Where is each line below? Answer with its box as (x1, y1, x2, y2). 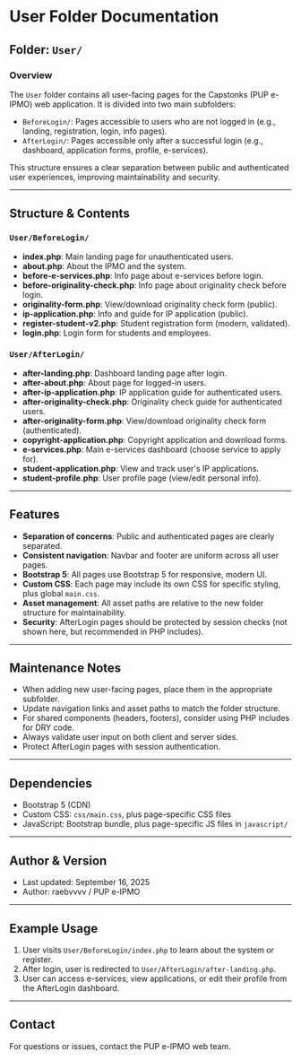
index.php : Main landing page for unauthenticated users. (21, 251, 234, 262)
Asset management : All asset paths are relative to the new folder (21, 597, 264, 608)
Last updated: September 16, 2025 (21, 877, 150, 888)
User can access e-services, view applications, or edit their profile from (21, 973, 288, 984)
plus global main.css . (21, 587, 100, 598)
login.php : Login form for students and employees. (21, 327, 211, 338)
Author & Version (9, 853, 107, 868)
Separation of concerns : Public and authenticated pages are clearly (21, 531, 275, 542)
